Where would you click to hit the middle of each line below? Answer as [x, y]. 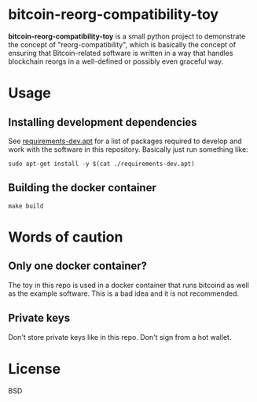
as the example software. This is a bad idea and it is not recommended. [124, 293]
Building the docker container [83, 188]
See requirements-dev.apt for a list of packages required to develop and [125, 141]
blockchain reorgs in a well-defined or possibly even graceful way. [116, 61]
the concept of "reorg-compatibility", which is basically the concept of [122, 44]
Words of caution [66, 237]
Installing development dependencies [103, 122]
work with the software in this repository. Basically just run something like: [128, 149]
